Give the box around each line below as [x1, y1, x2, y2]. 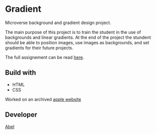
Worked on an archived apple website [5, 96, 82, 102]
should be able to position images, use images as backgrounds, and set [5, 39, 150, 45]
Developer [5, 110, 38, 119]
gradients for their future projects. [5, 45, 73, 51]
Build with [5, 69, 36, 77]
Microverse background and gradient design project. [5, 20, 111, 26]
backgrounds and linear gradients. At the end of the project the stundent [5, 34, 151, 40]
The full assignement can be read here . [5, 54, 85, 60]
